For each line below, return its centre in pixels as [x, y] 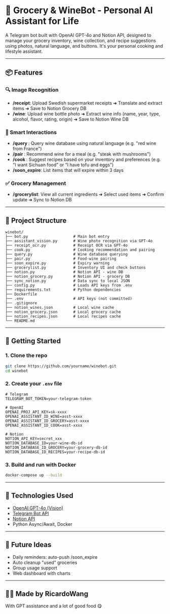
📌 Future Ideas [28, 545]
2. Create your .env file [34, 384]
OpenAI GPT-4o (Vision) [38, 508]
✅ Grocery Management [36, 183]
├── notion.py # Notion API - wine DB [64, 272]
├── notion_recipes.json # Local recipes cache [63, 316]
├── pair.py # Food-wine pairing [61, 259]
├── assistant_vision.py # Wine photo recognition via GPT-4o [79, 241]
